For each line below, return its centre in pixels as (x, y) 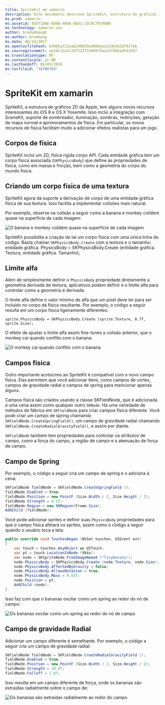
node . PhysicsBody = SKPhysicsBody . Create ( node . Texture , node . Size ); (87, 562)
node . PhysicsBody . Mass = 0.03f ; (47, 576)
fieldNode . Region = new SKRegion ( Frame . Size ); (54, 506)
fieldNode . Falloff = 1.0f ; (33, 674)
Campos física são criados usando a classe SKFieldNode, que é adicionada (82, 400)
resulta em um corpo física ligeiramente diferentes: (57, 310)
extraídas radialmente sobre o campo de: (47, 688)
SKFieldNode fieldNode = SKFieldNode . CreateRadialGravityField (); (76, 655)
